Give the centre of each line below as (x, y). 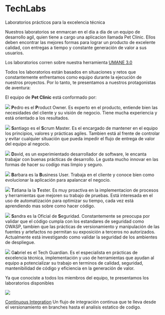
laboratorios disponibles (30, 283)
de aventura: (18, 87)
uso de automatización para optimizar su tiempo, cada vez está (69, 200)
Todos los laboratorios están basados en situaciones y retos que (71, 72)
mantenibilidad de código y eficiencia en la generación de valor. (70, 268)
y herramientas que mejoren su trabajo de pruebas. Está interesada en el (79, 195)
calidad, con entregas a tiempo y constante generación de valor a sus (76, 47)
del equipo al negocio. (28, 144)
